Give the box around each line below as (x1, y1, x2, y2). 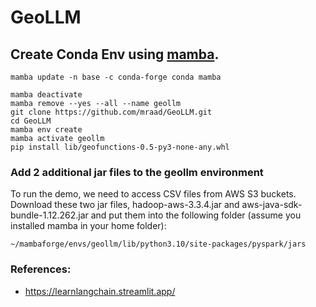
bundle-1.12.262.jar (10, 209, 89, 221)
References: (10, 262, 72, 276)
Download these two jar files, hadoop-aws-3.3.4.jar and (10, 199, 240, 211)
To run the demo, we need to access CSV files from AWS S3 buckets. (10, 188, 297, 200)
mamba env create (10, 125, 83, 135)
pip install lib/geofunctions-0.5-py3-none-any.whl (10, 142, 230, 152)
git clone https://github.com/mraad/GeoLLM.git (10, 107, 213, 117)
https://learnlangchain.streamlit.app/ (24, 285, 176, 297)
